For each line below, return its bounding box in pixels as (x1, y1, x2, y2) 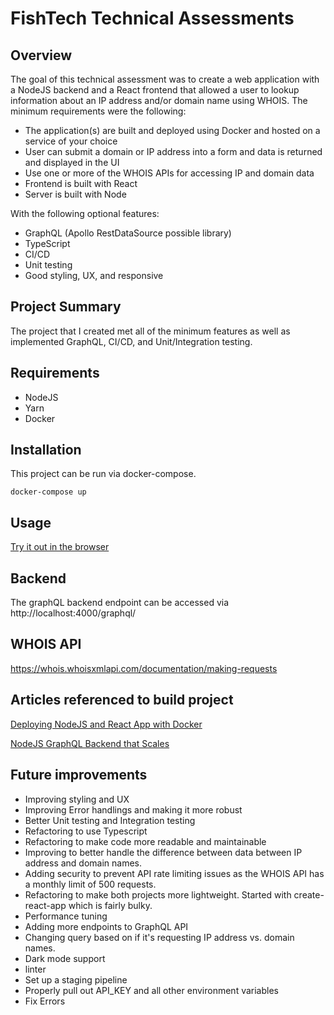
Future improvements (10, 767, 148, 784)
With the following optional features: (10, 208, 160, 219)
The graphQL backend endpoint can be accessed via (10, 597, 230, 609)
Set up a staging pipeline (24, 973, 128, 986)
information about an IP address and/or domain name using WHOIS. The (10, 95, 308, 106)
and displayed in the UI (24, 157, 120, 168)
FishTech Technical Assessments (10, 7, 295, 30)
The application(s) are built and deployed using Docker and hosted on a (24, 125, 321, 136)
